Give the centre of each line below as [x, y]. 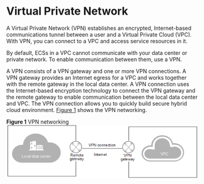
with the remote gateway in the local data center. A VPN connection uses [98, 84]
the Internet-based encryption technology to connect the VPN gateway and [101, 90]
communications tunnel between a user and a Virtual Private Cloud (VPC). [99, 34]
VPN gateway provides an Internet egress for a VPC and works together [97, 77]
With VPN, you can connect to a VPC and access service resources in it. [97, 41]
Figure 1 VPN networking [37, 122]
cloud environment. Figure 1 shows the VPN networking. [77, 110]
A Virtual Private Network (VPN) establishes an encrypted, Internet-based [99, 28]
